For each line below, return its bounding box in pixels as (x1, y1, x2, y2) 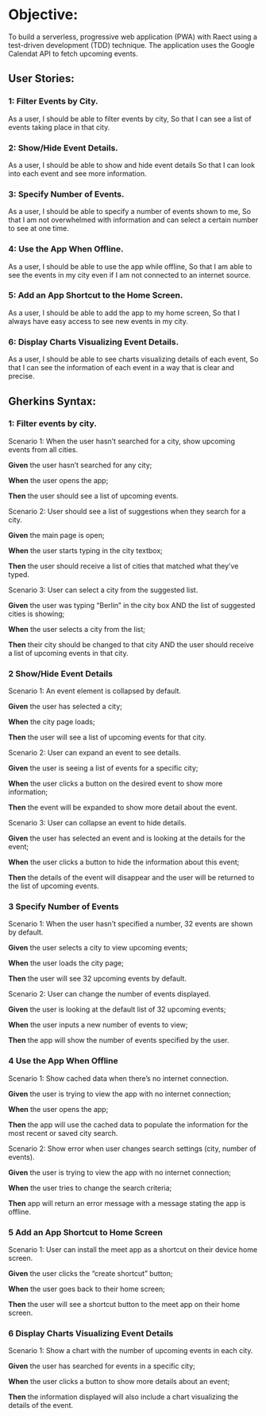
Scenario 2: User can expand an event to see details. (8, 748, 181, 758)
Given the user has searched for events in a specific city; (8, 1361, 196, 1371)
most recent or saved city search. (8, 1128, 118, 1137)
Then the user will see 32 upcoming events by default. (8, 973, 187, 984)
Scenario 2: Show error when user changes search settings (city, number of (8, 1144, 256, 1153)
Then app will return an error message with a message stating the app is (8, 1198, 246, 1207)
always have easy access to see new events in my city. (8, 316, 188, 326)
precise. (8, 372, 35, 381)
